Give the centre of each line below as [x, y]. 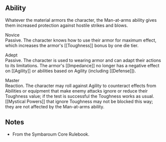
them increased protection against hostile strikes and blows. [66, 25]
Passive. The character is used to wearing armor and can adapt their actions [83, 60]
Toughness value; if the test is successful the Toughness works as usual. [80, 96]
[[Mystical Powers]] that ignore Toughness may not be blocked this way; [79, 101]
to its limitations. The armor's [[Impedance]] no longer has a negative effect [82, 65]
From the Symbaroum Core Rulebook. [51, 134]
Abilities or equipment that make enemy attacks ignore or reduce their [77, 91]
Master [12, 80]
